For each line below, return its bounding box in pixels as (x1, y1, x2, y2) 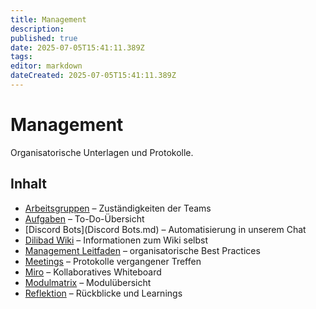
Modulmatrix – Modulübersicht (24, 276, 152, 288)
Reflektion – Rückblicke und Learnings (24, 287, 183, 299)
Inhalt (10, 176, 47, 193)
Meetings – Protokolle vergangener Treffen (24, 255, 202, 267)
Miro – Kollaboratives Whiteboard (24, 266, 162, 278)
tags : (10, 52, 33, 62)
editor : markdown (10, 61, 83, 71)
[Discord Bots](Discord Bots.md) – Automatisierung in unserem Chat (24, 223, 307, 235)
